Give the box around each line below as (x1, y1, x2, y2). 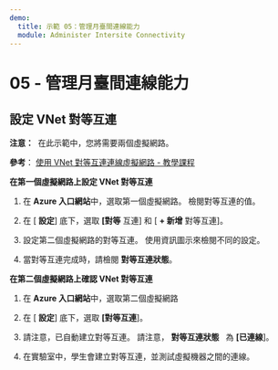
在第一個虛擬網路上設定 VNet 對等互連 (9, 176, 153, 187)
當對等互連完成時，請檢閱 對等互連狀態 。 (22, 254, 178, 265)
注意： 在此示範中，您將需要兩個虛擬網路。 (9, 138, 174, 149)
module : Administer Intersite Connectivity (17, 30, 185, 39)
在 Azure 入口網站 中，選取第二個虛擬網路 (22, 293, 179, 304)
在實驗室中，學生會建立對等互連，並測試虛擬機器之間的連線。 (22, 351, 255, 362)
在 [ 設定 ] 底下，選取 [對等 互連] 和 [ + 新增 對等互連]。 (22, 216, 228, 227)
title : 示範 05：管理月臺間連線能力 (17, 22, 140, 31)
